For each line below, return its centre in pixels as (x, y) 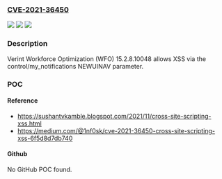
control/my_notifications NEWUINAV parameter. (76, 66)
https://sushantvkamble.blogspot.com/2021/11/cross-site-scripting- (114, 116)
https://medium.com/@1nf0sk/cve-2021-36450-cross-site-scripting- (116, 130)
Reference (23, 101)
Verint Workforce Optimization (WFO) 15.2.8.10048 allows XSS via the (107, 59)
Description (27, 44)
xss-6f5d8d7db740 (45, 138)
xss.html (29, 123)
